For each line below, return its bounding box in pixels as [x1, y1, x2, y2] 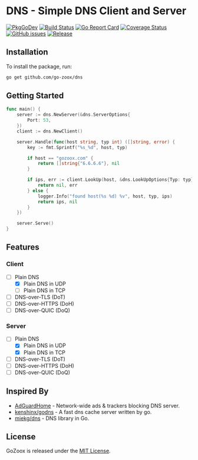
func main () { [6, 106, 41, 112]
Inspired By [6, 386, 49, 397]
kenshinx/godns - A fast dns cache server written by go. [14, 408, 152, 415]
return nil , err [37, 182, 78, 189]
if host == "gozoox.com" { [27, 155, 94, 161]
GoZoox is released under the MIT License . [6, 448, 111, 455]
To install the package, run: [6, 63, 72, 70]
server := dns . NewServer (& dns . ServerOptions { [16, 112, 131, 118]
